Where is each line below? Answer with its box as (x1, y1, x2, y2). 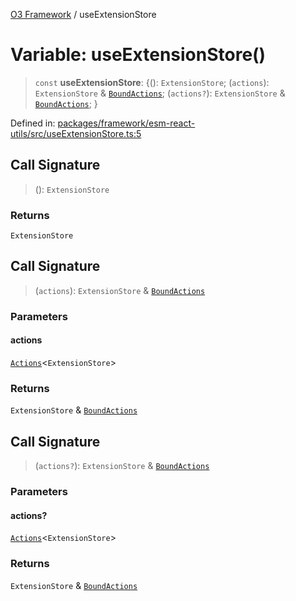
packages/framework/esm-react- (57, 117, 196, 129)
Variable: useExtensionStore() (10, 44, 267, 66)
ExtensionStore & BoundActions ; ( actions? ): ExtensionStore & (34, 87, 286, 99)
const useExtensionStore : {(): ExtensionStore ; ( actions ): (34, 76, 270, 88)
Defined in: (10, 117, 56, 129)
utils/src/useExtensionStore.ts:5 (10, 127, 142, 139)
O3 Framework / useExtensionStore (10, 9, 157, 20)
